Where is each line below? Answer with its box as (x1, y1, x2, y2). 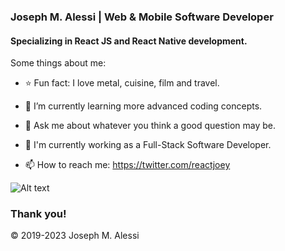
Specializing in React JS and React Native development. (10, 35, 248, 47)
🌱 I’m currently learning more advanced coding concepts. (24, 100, 263, 112)
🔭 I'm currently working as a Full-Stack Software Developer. (24, 139, 272, 151)
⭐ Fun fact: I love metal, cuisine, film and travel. (24, 77, 220, 89)
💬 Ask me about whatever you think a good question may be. (24, 120, 276, 132)
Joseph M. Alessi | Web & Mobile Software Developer (10, 10, 274, 24)
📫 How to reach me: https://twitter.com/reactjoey (24, 159, 231, 171)
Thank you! (10, 207, 67, 221)
